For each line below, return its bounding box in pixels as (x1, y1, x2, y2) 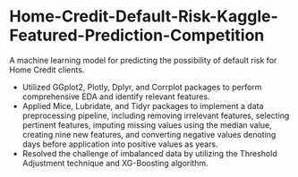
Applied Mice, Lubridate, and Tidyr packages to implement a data (21, 100, 264, 111)
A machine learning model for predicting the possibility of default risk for (9, 55, 277, 65)
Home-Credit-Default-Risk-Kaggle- (9, 6, 279, 27)
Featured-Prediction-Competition (9, 25, 265, 46)
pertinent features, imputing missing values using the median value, (21, 119, 273, 131)
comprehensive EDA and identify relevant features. (21, 91, 210, 102)
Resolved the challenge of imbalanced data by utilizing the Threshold (21, 147, 277, 158)
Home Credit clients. (9, 64, 85, 75)
